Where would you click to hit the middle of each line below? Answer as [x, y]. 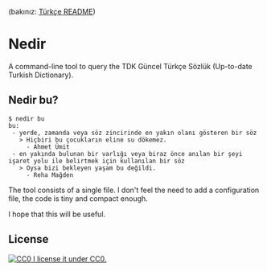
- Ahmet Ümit [48, 147]
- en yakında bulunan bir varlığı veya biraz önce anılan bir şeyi [127, 154]
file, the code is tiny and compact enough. [78, 198]
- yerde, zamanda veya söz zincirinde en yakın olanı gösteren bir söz [134, 133]
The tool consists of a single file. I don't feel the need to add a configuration [134, 190]
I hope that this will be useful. [57, 214]
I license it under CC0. [70, 259]
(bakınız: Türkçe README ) [52, 12]
